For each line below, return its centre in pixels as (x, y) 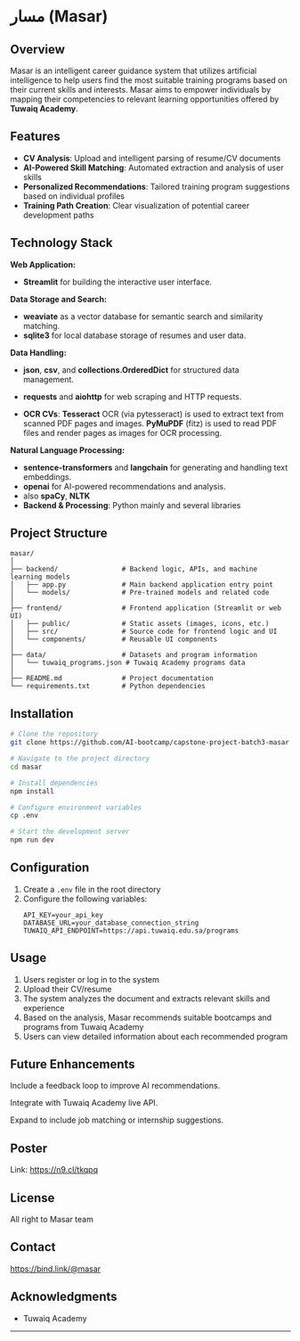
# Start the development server (70, 832)
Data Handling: (38, 352)
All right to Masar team (52, 1220)
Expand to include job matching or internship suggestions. (117, 1120)
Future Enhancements (73, 1064)
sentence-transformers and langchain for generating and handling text (155, 467)
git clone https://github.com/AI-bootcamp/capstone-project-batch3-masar (150, 743)
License (32, 1198)
